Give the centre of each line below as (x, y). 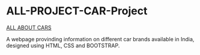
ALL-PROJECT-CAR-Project (77, 11)
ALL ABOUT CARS (29, 27)
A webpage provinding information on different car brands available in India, (100, 39)
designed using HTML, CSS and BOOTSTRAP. (63, 45)
